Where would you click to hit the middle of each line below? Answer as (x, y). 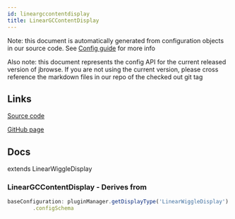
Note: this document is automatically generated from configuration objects (116, 40)
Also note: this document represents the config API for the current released (117, 61)
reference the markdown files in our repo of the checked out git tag (105, 77)
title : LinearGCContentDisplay (53, 20)
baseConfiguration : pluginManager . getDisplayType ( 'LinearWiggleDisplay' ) (118, 202)
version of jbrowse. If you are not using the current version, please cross (113, 69)
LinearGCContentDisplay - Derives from (77, 187)
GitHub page (26, 130)
